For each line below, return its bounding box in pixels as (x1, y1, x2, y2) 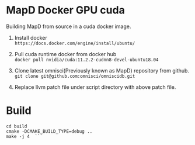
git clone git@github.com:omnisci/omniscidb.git (14, 73, 135, 79)
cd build (6, 123, 27, 129)
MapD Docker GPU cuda (6, 4, 126, 17)
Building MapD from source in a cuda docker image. (6, 23, 131, 30)
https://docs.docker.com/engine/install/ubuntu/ (14, 40, 135, 46)
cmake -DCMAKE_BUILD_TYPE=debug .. (6, 128, 93, 134)
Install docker (14, 34, 48, 41)
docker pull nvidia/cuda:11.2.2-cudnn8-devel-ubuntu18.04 (14, 57, 159, 63)
